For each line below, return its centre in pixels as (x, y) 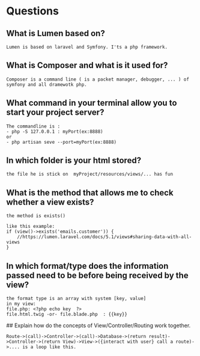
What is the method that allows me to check (90, 193)
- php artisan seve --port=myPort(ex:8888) (62, 142)
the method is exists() (36, 216)
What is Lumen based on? (56, 33)
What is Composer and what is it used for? (87, 65)
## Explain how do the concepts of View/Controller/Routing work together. (98, 325)
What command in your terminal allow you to (92, 103)
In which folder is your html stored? (74, 161)
